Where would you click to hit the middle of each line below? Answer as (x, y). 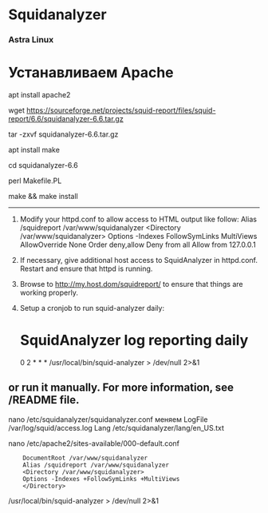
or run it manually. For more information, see (121, 388)
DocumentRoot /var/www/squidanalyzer (85, 458)
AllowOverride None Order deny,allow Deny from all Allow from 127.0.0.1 (138, 245)
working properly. (49, 292)
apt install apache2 (39, 95)
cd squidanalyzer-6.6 (43, 165)
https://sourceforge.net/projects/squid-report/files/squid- (121, 110)
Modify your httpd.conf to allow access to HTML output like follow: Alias (138, 219)
